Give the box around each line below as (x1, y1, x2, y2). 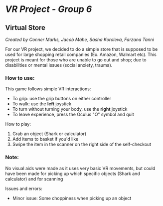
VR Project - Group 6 (5, 3, 92, 15)
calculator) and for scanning (5, 176, 63, 182)
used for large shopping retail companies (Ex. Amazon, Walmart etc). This (5, 51, 157, 57)
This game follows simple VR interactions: (5, 86, 91, 92)
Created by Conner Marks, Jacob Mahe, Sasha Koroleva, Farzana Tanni (5, 36, 155, 42)
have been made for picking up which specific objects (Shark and (5, 171, 141, 177)
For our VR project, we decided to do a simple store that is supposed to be (5, 46, 158, 52)
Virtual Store (5, 23, 46, 32)
